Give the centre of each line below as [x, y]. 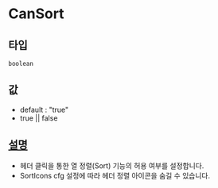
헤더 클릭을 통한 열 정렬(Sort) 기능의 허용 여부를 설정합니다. [112, 165]
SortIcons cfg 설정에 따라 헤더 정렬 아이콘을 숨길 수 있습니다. [115, 175]
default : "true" [44, 109]
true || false [39, 118]
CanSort [37, 14]
